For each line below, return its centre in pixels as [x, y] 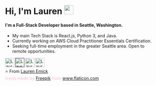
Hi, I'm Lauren [34, 11]
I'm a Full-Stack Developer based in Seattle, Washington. [64, 25]
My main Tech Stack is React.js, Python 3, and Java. [65, 36]
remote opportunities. [34, 52]
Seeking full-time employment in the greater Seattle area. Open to [78, 46]
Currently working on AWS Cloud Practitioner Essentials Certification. [82, 41]
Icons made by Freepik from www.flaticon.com [52, 78]
